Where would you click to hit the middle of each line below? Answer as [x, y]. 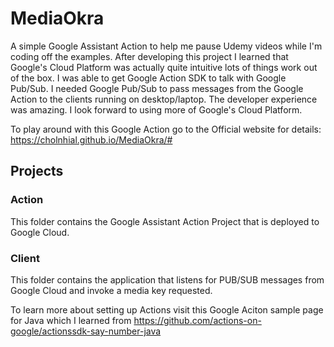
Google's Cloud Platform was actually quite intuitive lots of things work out [164, 67]
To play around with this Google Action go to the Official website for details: [166, 129]
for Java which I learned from [71, 320]
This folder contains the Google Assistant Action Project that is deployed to [165, 221]
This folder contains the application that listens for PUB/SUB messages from [167, 279]
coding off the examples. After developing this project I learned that [149, 56]
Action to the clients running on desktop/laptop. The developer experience [164, 99]
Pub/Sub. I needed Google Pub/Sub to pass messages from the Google [157, 88]
